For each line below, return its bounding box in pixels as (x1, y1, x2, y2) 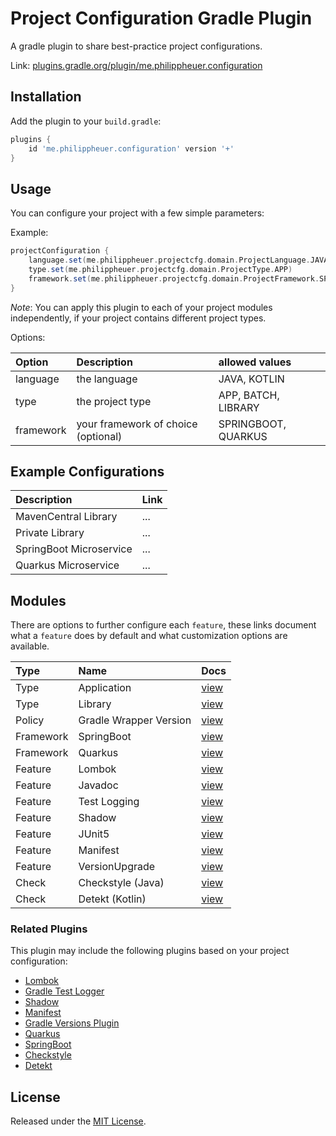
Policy (15, 713, 45, 727)
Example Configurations (10, 463, 165, 480)
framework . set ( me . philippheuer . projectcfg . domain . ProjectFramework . (28, 273, 320, 284)
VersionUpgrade (78, 860, 156, 874)
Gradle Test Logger (24, 985, 105, 997)
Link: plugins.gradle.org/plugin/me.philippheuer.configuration (10, 59, 263, 71)
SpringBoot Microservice (15, 542, 133, 556)
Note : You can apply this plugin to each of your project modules (10, 301, 273, 313)
